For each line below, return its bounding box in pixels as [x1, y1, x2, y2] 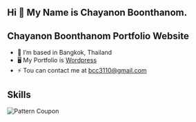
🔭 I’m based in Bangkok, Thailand [17, 49, 112, 57]
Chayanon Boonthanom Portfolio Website [7, 30, 190, 42]
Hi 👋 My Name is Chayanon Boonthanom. [7, 7, 188, 19]
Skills [7, 88, 31, 100]
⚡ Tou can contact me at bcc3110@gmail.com [17, 66, 147, 75]
